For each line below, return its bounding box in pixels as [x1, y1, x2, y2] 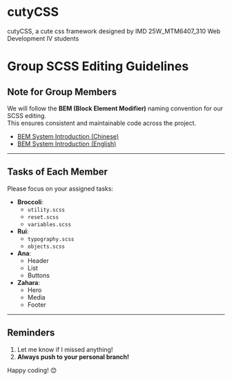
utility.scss [27, 206, 66, 213]
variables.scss [27, 221, 71, 228]
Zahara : [17, 278, 40, 286]
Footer [27, 300, 46, 309]
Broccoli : [17, 197, 43, 206]
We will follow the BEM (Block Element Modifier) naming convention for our [7, 104, 223, 113]
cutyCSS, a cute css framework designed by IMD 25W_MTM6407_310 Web [7, 27, 221, 35]
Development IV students [7, 34, 79, 42]
